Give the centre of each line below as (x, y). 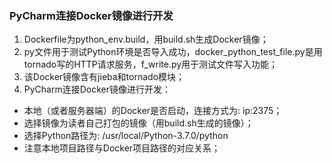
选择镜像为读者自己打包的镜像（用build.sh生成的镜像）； (138, 123)
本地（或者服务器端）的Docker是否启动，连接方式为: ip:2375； (153, 111)
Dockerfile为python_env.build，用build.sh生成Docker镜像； (146, 39)
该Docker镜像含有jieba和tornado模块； (104, 77)
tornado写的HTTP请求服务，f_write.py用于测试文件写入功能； (151, 64)
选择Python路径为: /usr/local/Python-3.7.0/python (126, 136)
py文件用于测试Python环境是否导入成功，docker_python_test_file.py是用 (173, 52)
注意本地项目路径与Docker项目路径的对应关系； (122, 148)
